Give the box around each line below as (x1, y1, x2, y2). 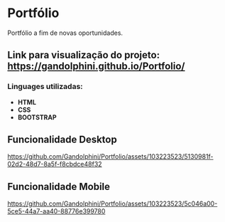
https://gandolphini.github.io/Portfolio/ (7, 60, 185, 73)
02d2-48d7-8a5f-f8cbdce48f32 (7, 160, 102, 169)
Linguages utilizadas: (7, 82, 83, 92)
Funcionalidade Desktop (7, 134, 117, 146)
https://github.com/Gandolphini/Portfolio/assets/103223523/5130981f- (7, 152, 214, 161)
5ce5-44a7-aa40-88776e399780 (7, 207, 106, 216)
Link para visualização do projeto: (7, 49, 160, 61)
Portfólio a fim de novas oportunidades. (7, 28, 123, 37)
